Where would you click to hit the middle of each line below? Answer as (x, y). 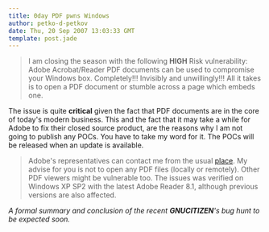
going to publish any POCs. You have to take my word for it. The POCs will (131, 137)
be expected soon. (39, 219)
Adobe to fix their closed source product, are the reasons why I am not (126, 128)
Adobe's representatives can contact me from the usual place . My (138, 161)
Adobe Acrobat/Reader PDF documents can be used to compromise (141, 70)
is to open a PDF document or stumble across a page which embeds (141, 87)
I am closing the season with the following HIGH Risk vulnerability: (138, 61)
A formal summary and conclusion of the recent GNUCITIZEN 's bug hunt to (134, 211)
